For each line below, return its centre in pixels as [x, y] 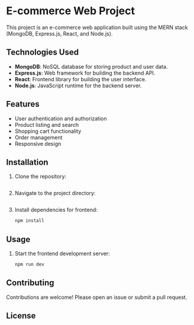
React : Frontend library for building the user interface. [80, 79]
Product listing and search [46, 125]
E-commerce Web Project [70, 11]
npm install [29, 221]
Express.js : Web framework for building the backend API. [85, 73]
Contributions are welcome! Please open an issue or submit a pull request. [97, 297]
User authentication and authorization [61, 118]
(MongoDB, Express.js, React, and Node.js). [59, 33]
